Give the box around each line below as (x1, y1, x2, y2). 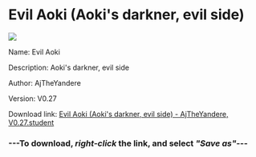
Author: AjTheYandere (8, 78, 82, 87)
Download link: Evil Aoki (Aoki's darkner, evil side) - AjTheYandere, (8, 109, 229, 119)
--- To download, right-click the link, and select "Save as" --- (8, 138, 249, 149)
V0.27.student (8, 118, 55, 127)
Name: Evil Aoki (8, 46, 60, 57)
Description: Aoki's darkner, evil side (8, 62, 130, 72)
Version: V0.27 (8, 94, 58, 103)
